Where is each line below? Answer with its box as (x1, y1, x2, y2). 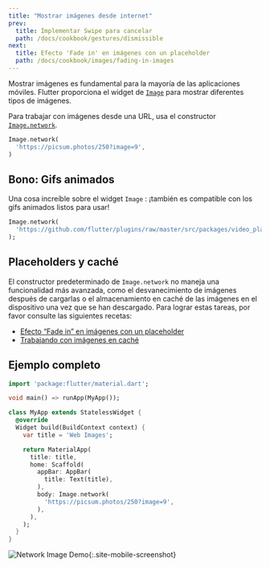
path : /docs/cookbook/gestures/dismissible (15, 34, 163, 43)
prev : (8, 19, 27, 27)
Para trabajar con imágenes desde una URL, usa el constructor (8, 111, 216, 121)
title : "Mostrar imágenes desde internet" (8, 11, 153, 20)
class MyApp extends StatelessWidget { (8, 409, 142, 417)
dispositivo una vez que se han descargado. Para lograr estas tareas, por (8, 302, 251, 312)
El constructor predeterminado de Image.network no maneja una (8, 277, 219, 286)
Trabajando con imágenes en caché (19, 335, 139, 344)
